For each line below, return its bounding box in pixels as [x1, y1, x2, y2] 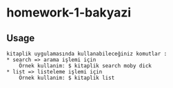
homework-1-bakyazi [6, 5, 132, 21]
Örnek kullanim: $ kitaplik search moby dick [19, 63, 152, 69]
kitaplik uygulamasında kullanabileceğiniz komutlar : [6, 50, 167, 57]
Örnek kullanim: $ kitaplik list [19, 74, 115, 81]
